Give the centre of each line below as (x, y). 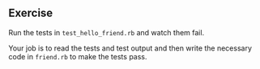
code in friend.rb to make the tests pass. (78, 56)
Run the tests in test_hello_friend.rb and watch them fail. (107, 32)
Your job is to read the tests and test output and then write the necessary (130, 48)
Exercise (31, 13)
